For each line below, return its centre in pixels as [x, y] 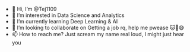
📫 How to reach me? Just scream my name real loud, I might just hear [98, 34]
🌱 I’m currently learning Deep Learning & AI [65, 21]
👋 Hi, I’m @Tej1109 [34, 9]
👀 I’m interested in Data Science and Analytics [68, 15]
